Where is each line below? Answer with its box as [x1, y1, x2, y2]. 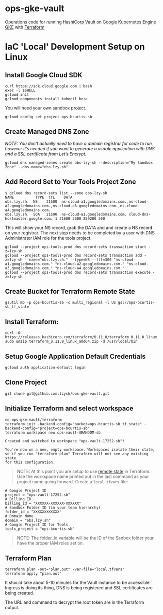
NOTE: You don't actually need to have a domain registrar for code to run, [5, 141, 153, 146]
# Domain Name [5, 513, 34, 518]
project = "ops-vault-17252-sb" [5, 492, 70, 497]
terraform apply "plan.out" [5, 571, 62, 576]
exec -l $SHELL [5, 88, 36, 93]
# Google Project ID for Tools [5, 522, 68, 527]
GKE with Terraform [5, 24, 45, 30]
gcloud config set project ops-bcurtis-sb [5, 114, 92, 119]
